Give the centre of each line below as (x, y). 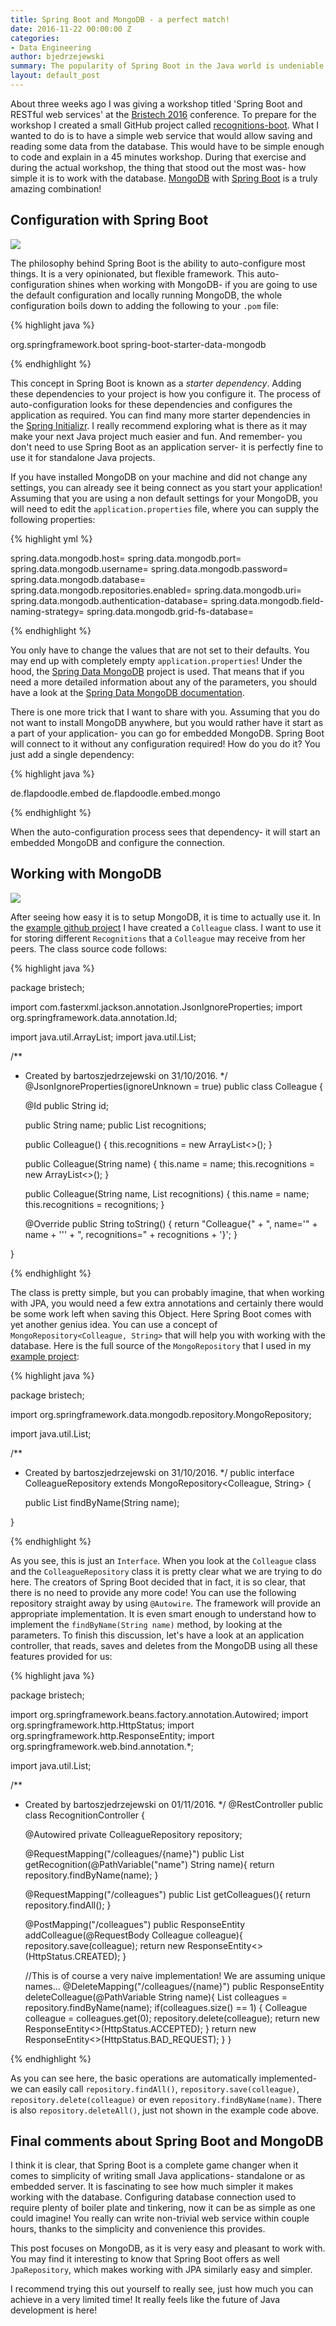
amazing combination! (56, 188)
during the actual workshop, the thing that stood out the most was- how (158, 167)
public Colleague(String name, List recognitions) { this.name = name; (167, 1193)
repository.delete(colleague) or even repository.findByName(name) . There (166, 2099)
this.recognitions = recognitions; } (94, 1204)
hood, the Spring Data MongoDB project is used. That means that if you (157, 671)
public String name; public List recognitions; (115, 1125)
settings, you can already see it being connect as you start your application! (166, 487)
